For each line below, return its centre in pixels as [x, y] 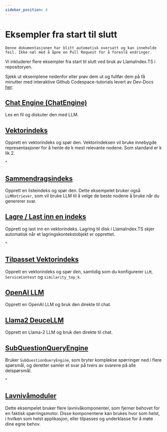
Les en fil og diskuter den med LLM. [42, 115]
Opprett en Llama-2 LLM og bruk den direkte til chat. [59, 332]
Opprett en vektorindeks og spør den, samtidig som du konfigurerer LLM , [79, 271]
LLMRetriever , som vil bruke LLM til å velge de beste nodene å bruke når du [83, 196]
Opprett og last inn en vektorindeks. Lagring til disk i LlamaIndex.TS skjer [80, 229]
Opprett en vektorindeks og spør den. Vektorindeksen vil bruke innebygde [81, 142]
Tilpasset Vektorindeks [42, 259]
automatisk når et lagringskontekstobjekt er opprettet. [60, 234]
